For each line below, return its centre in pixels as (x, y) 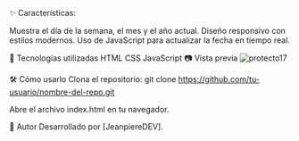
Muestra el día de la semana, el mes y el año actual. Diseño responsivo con (147, 31)
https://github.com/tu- (219, 79)
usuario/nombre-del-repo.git (62, 92)
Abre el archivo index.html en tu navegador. (89, 109)
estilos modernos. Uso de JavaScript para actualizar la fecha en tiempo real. (149, 40)
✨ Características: (42, 13)
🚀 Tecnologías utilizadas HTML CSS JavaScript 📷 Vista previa (124, 58)
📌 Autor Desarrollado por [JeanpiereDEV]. (86, 127)
